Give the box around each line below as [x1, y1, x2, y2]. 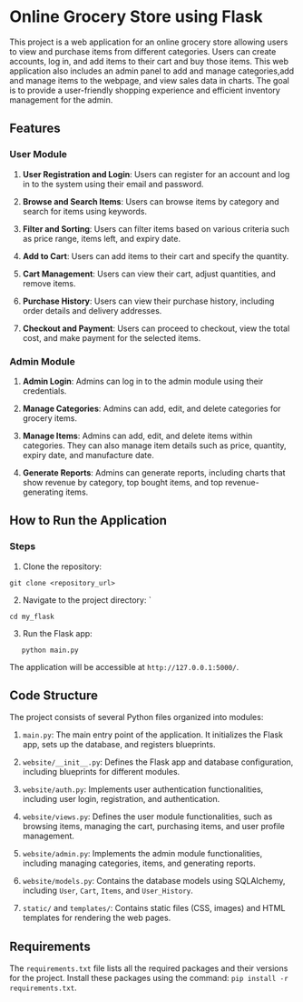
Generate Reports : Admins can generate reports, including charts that [22, 466, 286, 478]
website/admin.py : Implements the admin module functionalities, [22, 848, 263, 859]
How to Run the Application [9, 513, 168, 528]
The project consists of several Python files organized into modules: [9, 712, 264, 723]
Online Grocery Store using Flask [9, 6, 263, 27]
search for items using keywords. [22, 205, 148, 216]
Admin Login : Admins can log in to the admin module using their [22, 376, 264, 386]
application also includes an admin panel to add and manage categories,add [9, 65, 295, 76]
